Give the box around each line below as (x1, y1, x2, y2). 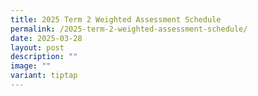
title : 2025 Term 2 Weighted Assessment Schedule (10, 14, 222, 25)
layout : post (10, 42, 65, 53)
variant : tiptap (10, 71, 78, 81)
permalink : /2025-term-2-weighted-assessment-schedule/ (10, 24, 248, 34)
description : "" (10, 52, 78, 62)
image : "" (10, 61, 52, 71)
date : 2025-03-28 (10, 33, 83, 43)
